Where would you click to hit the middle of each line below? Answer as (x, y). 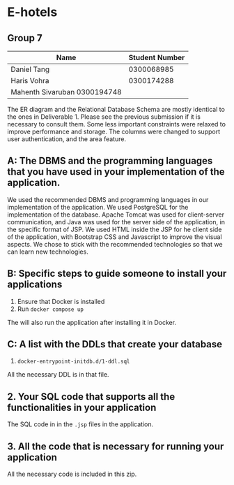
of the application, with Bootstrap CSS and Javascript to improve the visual (115, 237)
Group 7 (25, 38)
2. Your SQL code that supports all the (91, 397)
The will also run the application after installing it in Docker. (92, 322)
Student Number (157, 58)
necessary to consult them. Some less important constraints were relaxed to (117, 124)
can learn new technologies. (48, 252)
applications (35, 285)
